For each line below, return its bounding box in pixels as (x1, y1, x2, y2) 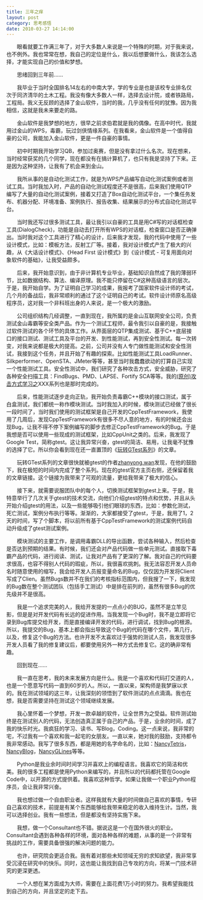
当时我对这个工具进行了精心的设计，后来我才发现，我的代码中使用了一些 (16, 233, 197, 241)
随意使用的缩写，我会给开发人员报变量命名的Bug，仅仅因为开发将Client (16, 568, 195, 575)
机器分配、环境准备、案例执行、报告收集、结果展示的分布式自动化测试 (16, 198, 192, 206)
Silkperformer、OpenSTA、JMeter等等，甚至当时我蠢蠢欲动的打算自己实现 (6, 357, 193, 365)
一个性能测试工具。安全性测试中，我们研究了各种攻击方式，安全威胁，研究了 (6, 365, 197, 373)
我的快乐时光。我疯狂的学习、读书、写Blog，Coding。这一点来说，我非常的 (6, 725, 195, 732)
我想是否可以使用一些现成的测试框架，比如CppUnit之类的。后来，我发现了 (6, 431, 192, 439)
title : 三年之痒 (6, 8, 43, 15)
